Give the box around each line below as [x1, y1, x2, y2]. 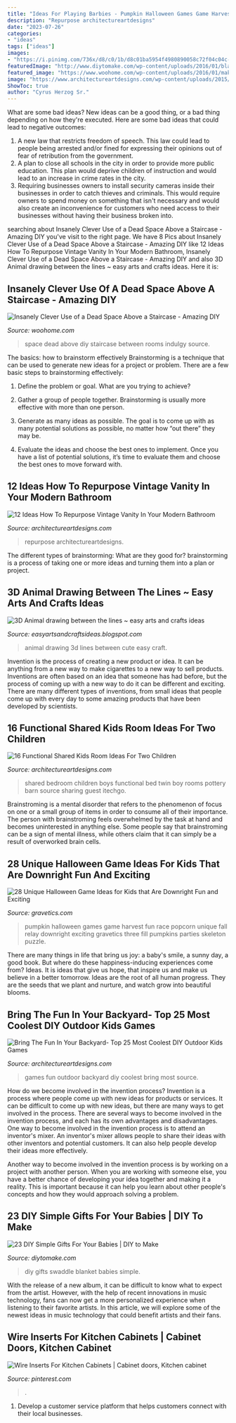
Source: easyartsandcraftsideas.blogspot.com [7, 630, 143, 638]
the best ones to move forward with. [17, 460, 123, 468]
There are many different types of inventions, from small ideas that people [7, 687, 222, 695]
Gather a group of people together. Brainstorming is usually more [17, 395, 206, 404]
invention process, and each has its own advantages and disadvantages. [7, 1116, 218, 1125]
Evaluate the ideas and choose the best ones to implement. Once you [17, 445, 219, 454]
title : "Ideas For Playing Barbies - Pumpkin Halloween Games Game [7, 10, 209, 18]
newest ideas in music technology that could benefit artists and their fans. [7, 1310, 221, 1319]
